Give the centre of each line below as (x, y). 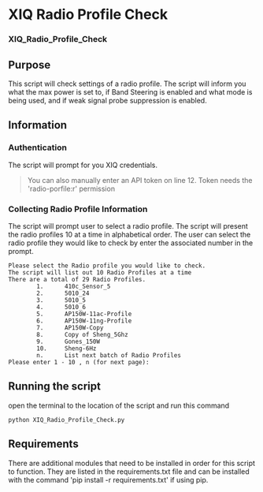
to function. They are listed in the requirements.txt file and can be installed (129, 471)
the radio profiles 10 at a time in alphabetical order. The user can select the (130, 234)
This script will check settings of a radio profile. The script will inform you (127, 84)
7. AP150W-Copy (70, 328)
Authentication (37, 147)
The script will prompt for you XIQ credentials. (83, 165)
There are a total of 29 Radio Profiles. (77, 279)
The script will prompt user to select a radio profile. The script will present (128, 225)
